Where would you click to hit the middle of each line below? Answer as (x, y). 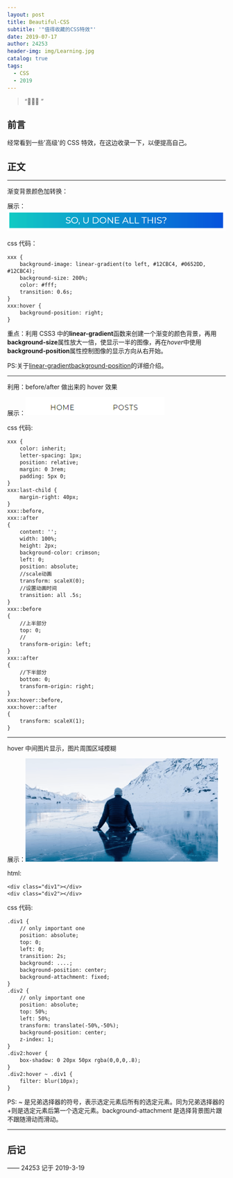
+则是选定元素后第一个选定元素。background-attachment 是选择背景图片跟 (115, 1111)
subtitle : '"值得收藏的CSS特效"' (52, 29)
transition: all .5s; (51, 596)
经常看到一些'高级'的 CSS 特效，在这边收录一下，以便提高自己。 (99, 143)
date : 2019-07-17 (32, 37)
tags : (15, 66)
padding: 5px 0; (43, 477)
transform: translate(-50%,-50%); (69, 1026)
